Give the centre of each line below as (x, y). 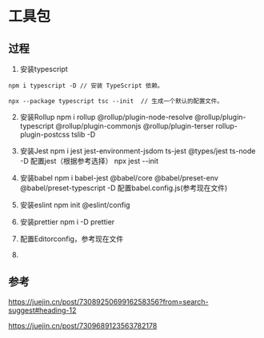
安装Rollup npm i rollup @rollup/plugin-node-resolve (106, 117)
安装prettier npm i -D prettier (67, 222)
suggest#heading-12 (42, 310)
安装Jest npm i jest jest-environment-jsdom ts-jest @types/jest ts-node (138, 151)
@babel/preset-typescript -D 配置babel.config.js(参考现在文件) (124, 188)
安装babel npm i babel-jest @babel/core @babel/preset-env (119, 178)
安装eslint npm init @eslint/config (75, 205)
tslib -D (84, 134)
